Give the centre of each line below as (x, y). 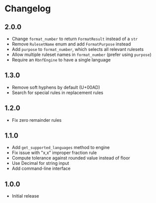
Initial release (25, 196)
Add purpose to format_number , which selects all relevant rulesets (78, 49)
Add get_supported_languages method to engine (61, 148)
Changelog (28, 9)
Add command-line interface (41, 168)
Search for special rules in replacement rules (57, 93)
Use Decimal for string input (40, 163)
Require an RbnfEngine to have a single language (61, 60)
